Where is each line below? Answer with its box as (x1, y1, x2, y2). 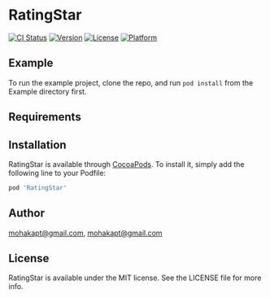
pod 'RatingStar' (8, 183, 67, 192)
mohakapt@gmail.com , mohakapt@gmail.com (8, 228, 163, 238)
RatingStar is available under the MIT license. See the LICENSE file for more (8, 273, 262, 283)
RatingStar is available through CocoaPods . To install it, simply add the (8, 159, 245, 169)
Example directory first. (8, 86, 87, 96)
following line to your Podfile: (8, 168, 107, 177)
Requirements (8, 110, 81, 124)
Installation (8, 138, 67, 151)
